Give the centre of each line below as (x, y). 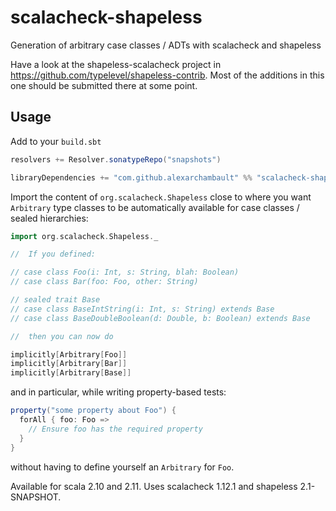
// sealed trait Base (55, 300)
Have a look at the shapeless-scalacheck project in (116, 64)
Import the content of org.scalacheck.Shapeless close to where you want (161, 197)
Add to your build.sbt (56, 141)
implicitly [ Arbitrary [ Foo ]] (69, 354)
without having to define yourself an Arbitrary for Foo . (122, 467)
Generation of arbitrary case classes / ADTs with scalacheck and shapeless (166, 45)
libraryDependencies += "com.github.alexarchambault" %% (131, 177)
